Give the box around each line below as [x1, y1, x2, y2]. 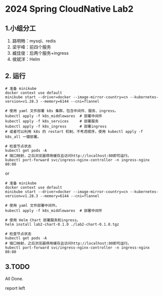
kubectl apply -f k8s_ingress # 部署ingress [5, 124, 107, 129]
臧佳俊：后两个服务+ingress [12, 50, 69, 56]
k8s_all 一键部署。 [5, 134, 41, 139]
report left [5, 285, 25, 291]
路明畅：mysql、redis [12, 38, 56, 43]
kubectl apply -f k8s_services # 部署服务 [5, 119, 99, 124]
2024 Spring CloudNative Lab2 [5, 3, 134, 15]
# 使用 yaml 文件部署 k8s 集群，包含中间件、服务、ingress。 [5, 108, 118, 113]
